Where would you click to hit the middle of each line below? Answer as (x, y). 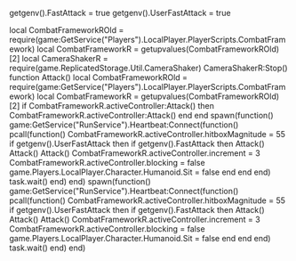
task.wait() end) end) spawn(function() (80, 181)
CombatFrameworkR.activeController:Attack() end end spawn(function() (141, 115)
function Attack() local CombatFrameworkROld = (99, 77)
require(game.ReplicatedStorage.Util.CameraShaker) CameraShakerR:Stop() (148, 68)
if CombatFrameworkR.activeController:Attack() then (118, 106)
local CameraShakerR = (65, 58)
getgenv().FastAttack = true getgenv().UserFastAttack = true (120, 13)
